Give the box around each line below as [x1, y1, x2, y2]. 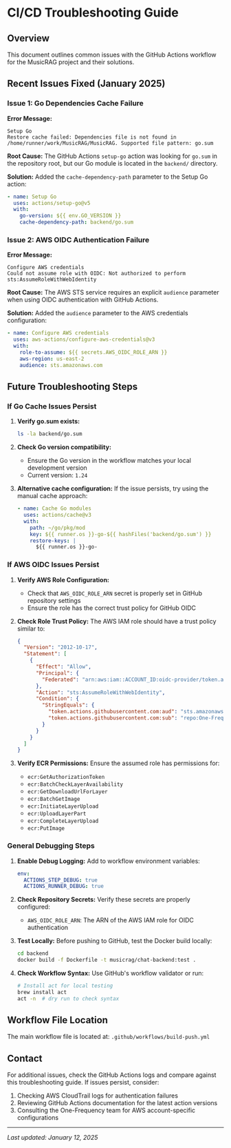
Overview [7, 32, 50, 44]
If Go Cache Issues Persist [7, 402, 97, 411]
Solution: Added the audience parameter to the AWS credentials [7, 309, 188, 317]
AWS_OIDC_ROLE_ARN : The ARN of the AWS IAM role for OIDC [27, 916, 194, 924]
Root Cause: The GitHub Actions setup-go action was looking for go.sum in [7, 152, 218, 160]
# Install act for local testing [16, 982, 113, 989]
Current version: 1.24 [27, 471, 88, 479]
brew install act [16, 989, 67, 996]
